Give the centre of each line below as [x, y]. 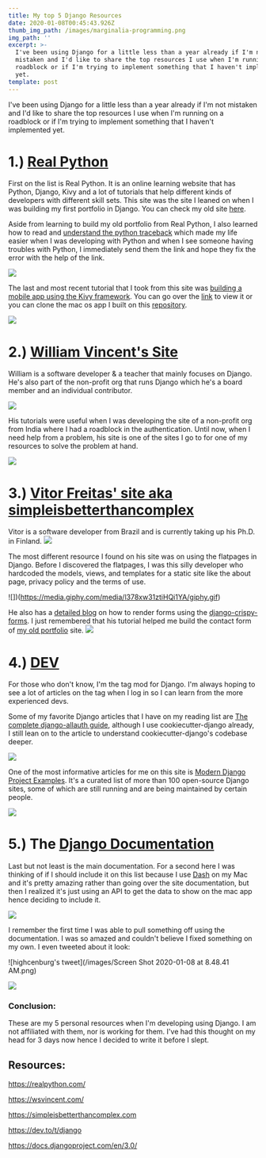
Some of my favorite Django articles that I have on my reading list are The [128, 717]
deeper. [21, 742]
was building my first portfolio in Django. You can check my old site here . [127, 209]
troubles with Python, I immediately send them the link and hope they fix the [132, 250]
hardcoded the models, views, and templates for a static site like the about [129, 573]
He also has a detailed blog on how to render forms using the [108, 613]
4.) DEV [34, 662]
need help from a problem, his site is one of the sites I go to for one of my [128, 438]
